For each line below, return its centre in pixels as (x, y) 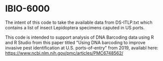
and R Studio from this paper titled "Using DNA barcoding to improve (75, 42)
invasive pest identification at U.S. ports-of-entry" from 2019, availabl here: (82, 48)
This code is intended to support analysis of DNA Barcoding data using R (80, 37)
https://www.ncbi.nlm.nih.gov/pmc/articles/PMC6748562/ (64, 53)
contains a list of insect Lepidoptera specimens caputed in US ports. (75, 27)
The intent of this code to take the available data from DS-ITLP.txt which (79, 22)
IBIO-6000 (27, 9)
